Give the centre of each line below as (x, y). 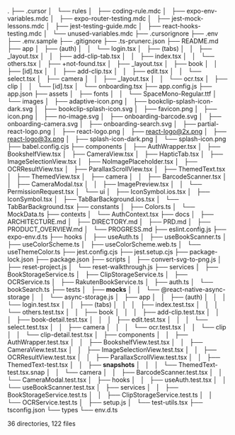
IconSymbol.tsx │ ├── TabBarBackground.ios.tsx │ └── (93, 199)
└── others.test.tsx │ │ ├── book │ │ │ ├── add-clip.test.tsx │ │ (114, 312)
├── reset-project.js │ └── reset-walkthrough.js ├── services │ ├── (113, 267)
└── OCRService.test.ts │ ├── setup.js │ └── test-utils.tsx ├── (105, 402)
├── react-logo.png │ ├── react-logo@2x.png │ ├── (144, 131)
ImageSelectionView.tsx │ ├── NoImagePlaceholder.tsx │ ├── (103, 162)
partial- (208, 124)
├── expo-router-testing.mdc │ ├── (115, 18)
